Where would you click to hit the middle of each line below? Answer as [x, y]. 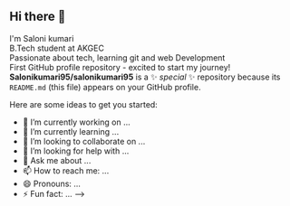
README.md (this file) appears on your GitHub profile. [105, 87]
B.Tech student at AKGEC [57, 48]
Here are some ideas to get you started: [84, 104]
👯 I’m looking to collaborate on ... [84, 141]
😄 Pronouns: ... [52, 183]
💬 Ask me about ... [57, 160]
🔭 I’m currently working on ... [76, 122]
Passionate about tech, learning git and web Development [117, 57]
